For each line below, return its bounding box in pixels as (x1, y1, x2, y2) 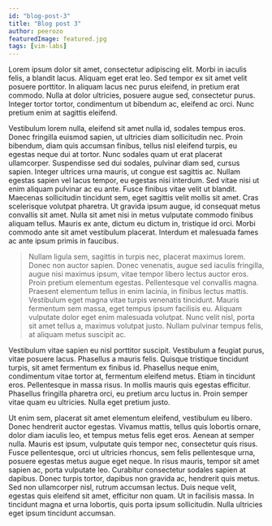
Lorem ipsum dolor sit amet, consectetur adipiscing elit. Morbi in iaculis (8, 64, 248, 74)
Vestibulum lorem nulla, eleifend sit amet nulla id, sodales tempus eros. (8, 124, 246, 134)
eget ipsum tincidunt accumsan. (8, 508, 116, 518)
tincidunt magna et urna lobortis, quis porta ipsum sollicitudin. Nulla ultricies (8, 500, 263, 510)
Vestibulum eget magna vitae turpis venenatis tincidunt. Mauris (28, 295, 240, 305)
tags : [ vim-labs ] (8, 42, 67, 50)
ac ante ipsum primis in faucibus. (8, 236, 119, 246)
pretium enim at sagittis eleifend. (8, 107, 118, 118)
